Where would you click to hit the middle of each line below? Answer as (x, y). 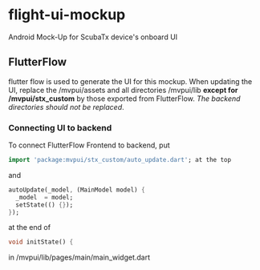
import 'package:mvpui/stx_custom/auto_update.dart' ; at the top (120, 160)
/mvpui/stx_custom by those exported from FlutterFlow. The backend (124, 99)
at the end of (29, 228)
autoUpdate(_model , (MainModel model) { (77, 190)
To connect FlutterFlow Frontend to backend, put (89, 145)
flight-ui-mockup (67, 15)
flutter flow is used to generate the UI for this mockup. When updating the (130, 81)
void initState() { (41, 242)
